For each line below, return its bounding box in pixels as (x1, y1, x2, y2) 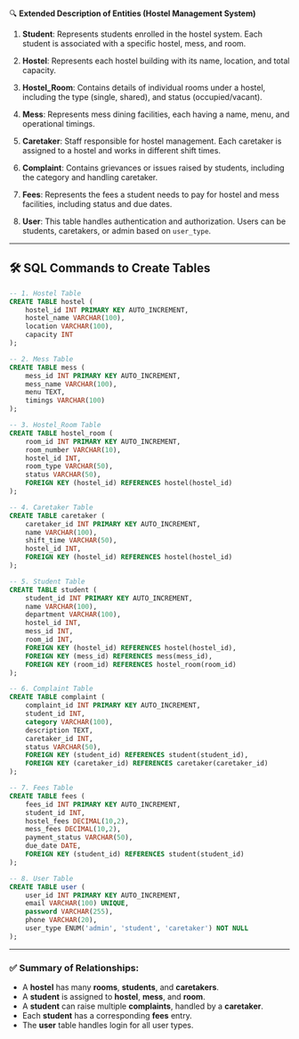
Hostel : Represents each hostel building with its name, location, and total (21, 55, 290, 66)
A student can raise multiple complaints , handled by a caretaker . (21, 1001, 264, 1011)
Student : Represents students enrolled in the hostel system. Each (21, 29, 263, 39)
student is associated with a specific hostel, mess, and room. (21, 38, 246, 48)
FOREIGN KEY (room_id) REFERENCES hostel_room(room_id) (25, 660, 238, 669)
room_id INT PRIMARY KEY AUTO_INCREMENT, (25, 437, 181, 446)
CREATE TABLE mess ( (9, 363, 86, 372)
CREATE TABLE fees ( (9, 791, 86, 801)
